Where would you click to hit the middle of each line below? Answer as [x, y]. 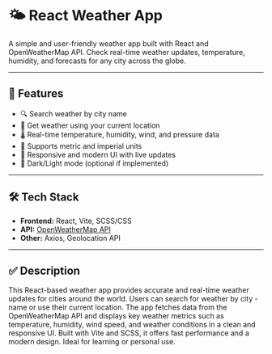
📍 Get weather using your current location [90, 125]
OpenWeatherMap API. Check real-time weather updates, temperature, [127, 52]
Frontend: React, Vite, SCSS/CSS [76, 221]
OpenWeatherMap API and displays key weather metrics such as [116, 316]
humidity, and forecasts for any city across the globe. [97, 61]
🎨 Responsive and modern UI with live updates [98, 154]
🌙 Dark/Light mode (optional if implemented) [94, 163]
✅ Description [45, 270]
